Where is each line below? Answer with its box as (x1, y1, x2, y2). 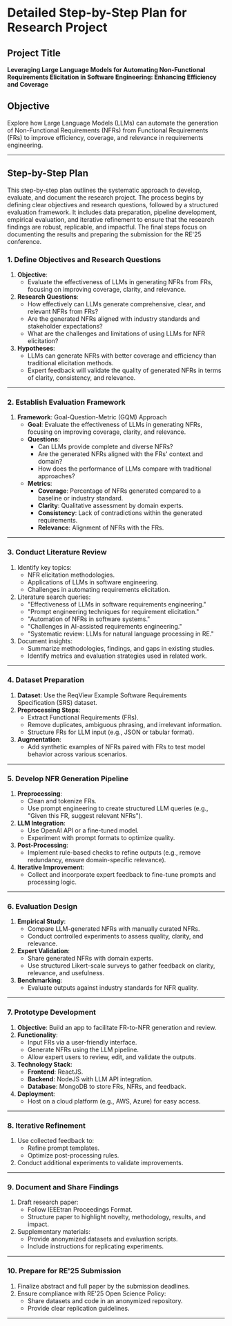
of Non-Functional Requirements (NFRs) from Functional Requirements (7, 126, 209, 134)
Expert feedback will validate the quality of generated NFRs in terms (27, 366, 222, 374)
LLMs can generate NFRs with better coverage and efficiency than (27, 351, 217, 360)
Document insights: (17, 636, 72, 645)
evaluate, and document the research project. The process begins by (7, 193, 204, 202)
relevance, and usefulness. (27, 969, 105, 977)
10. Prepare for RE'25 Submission (7, 1266, 122, 1276)
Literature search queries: (17, 593, 91, 601)
